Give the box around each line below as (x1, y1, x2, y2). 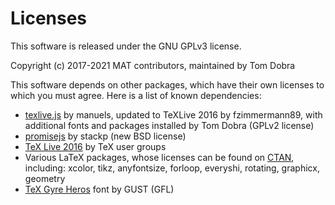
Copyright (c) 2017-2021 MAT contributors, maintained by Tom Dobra (10, 59, 296, 71)
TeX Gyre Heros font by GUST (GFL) (24, 183, 175, 195)
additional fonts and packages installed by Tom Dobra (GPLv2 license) (24, 119, 315, 131)
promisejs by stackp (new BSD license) (24, 130, 187, 142)
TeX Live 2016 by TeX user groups (24, 140, 167, 152)
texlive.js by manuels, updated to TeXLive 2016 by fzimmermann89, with (24, 108, 323, 121)
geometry (24, 172, 66, 184)
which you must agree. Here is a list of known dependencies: (10, 89, 262, 101)
